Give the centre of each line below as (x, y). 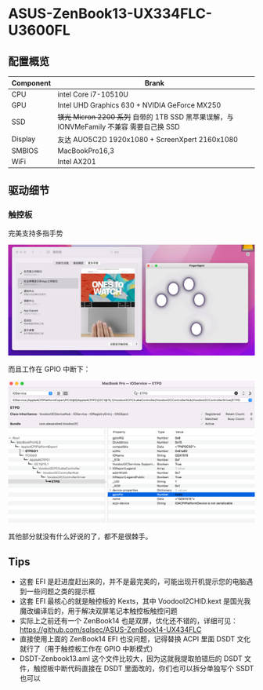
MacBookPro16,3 (86, 151)
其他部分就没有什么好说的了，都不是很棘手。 (80, 537)
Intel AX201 (77, 161)
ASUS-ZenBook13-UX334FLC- (110, 14)
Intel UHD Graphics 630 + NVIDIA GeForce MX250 (139, 105)
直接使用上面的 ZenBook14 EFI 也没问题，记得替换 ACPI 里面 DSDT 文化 (135, 639)
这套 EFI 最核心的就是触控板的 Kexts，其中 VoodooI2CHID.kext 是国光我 (135, 601)
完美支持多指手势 (36, 233)
